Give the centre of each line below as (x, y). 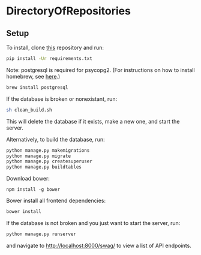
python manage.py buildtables (44, 167)
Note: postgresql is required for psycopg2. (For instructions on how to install (100, 70)
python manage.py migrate (38, 156)
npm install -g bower (33, 190)
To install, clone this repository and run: (55, 47)
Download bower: (28, 179)
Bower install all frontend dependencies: (56, 201)
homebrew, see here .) (33, 76)
